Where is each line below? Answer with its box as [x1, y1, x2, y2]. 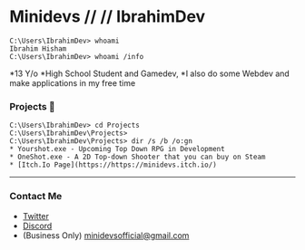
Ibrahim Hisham [9, 43, 67, 53]
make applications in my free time [9, 77, 136, 88]
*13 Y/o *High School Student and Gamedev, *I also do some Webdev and [9, 68, 290, 79]
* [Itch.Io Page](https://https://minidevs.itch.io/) [9, 160, 218, 169]
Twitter [22, 210, 50, 221]
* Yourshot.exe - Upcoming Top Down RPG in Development [9, 145, 225, 154]
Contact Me [9, 190, 63, 203]
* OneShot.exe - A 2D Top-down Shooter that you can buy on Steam [9, 152, 266, 162]
